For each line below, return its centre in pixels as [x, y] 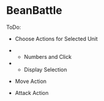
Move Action [31, 81]
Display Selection [45, 69]
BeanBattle [34, 11]
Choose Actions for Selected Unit [56, 38]
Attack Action [32, 93]
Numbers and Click [48, 57]
